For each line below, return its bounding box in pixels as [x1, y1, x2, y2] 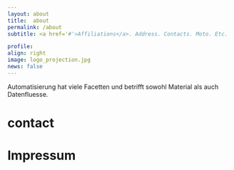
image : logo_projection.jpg [7, 56, 91, 64]
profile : [7, 43, 34, 51]
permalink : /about [7, 23, 62, 31]
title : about [7, 17, 50, 24]
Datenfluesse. [7, 90, 49, 98]
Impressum [7, 147, 76, 164]
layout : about [7, 10, 50, 18]
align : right [7, 50, 46, 57]
